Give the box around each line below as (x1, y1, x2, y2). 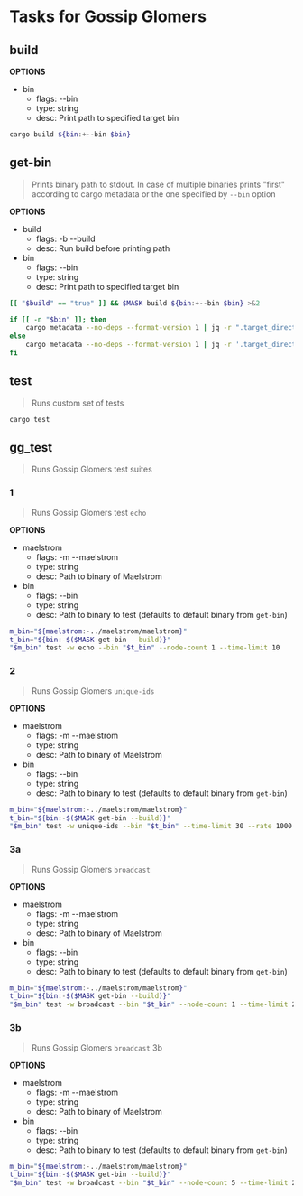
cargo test (9, 415, 50, 424)
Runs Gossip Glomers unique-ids (31, 685, 155, 696)
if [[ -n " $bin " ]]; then (9, 314, 106, 324)
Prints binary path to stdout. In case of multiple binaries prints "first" (31, 179, 286, 190)
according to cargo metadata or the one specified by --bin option (31, 188, 276, 200)
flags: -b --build (35, 233, 96, 244)
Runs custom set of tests (31, 397, 124, 408)
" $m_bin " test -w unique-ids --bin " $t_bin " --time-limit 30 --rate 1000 (9, 822, 293, 831)
